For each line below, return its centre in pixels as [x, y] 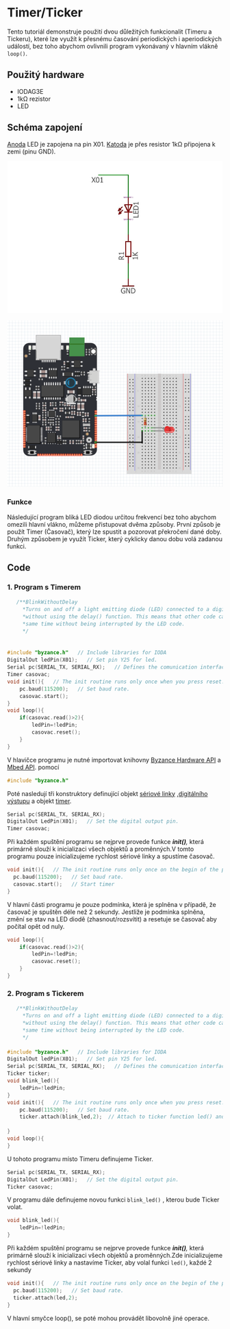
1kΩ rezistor [34, 99]
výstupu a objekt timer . [39, 801]
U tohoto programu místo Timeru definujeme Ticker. [80, 1158]
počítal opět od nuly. [36, 926]
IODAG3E [30, 91]
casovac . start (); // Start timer [64, 884]
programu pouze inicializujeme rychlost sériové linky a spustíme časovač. [111, 856]
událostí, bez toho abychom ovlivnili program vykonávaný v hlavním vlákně [113, 46]
